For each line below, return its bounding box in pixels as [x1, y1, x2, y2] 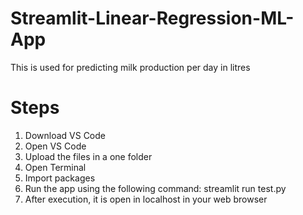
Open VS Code [24, 140, 87, 152]
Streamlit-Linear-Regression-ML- [10, 7, 295, 30]
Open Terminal [24, 161, 87, 173]
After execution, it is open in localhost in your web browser [24, 193, 268, 205]
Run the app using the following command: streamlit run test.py [24, 182, 287, 194]
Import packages [24, 172, 96, 184]
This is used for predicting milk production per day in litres [10, 61, 251, 73]
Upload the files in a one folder [24, 150, 153, 162]
